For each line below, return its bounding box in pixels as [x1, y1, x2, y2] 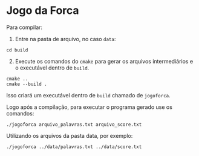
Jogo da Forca [6, 4, 80, 18]
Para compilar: [6, 24, 43, 31]
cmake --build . [6, 81, 47, 87]
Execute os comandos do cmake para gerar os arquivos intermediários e [15, 57, 194, 65]
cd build [6, 47, 28, 53]
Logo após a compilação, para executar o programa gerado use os [6, 103, 172, 111]
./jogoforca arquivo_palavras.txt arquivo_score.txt [6, 122, 142, 128]
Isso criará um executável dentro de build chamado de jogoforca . [6, 91, 171, 99]
